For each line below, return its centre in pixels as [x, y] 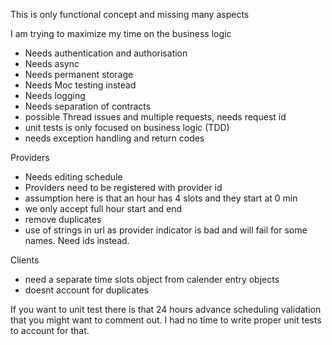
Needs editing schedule [73, 177]
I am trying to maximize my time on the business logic [121, 33]
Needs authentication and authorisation [106, 53]
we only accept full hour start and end [103, 208]
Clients [25, 260]
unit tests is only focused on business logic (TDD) [127, 127]
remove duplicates [63, 219]
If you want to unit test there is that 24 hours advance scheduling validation [166, 309]
